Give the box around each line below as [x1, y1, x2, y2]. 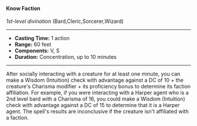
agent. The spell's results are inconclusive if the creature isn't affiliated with [6, 108, 189, 115]
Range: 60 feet [14, 41, 52, 48]
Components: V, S [14, 47, 60, 54]
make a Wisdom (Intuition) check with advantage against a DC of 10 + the [6, 77, 184, 84]
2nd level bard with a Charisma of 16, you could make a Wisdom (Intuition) [6, 95, 186, 102]
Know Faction [6, 5, 40, 12]
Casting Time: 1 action [14, 35, 70, 42]
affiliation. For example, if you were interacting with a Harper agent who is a [6, 89, 189, 97]
